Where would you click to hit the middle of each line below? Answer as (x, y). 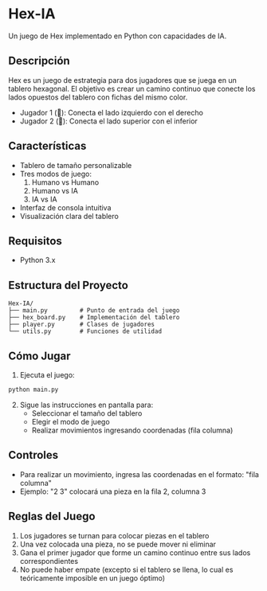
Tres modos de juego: (56, 174)
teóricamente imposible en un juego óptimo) (92, 577)
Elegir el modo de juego (71, 421)
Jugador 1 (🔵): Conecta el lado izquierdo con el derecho (111, 112)
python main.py (33, 389)
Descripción (39, 61)
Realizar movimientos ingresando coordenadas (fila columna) (132, 430)
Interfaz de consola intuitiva (65, 207)
